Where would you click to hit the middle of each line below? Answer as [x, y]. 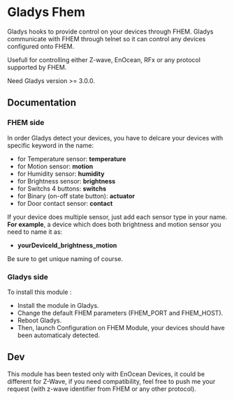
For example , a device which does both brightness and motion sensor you [114, 224]
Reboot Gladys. [39, 320]
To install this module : [39, 292]
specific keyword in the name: [51, 145]
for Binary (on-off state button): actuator [76, 195]
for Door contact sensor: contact [65, 203]
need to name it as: [35, 232]
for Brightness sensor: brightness [66, 181]
